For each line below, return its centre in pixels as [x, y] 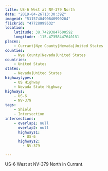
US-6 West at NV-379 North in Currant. [44, 164]
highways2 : [29, 141]
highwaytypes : [19, 78]
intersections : [20, 118]
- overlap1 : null [31, 123]
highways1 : [29, 132]
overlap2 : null [33, 128]
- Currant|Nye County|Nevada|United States [59, 46]
